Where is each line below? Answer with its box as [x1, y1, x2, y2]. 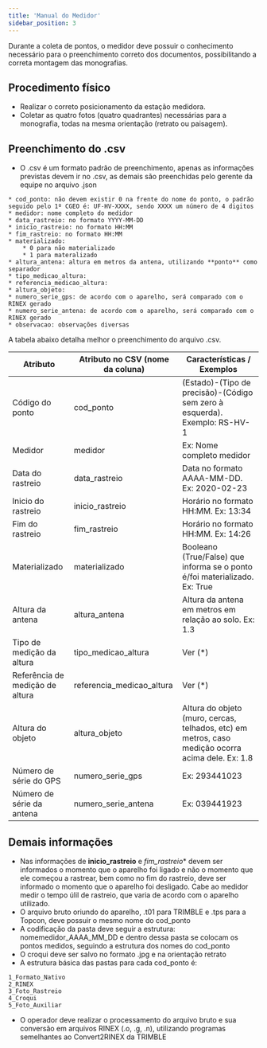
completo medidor [182, 450, 251, 461]
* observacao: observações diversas [8, 321, 130, 329]
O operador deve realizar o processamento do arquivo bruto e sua [19, 1015, 237, 1024]
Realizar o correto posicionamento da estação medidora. [19, 102, 206, 111]
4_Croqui [8, 994, 37, 1002]
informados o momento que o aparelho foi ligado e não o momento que [19, 865, 253, 874]
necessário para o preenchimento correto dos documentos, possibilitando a [8, 49, 257, 59]
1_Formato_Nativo [8, 973, 66, 981]
